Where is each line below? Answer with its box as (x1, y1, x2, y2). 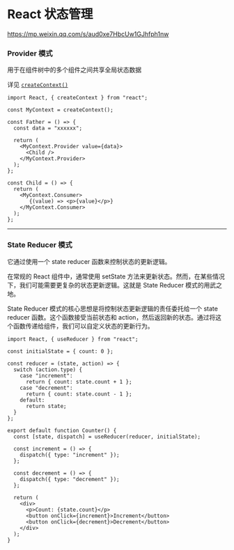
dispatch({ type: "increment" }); (19, 451, 120, 458)
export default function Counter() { (7, 427, 117, 434)
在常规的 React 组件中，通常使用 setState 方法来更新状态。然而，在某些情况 (7, 272, 225, 281)
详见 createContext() (7, 81, 68, 89)
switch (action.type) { (13, 366, 82, 373)
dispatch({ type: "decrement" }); (19, 476, 120, 482)
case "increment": (19, 372, 73, 379)
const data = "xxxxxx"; (13, 125, 82, 132)
